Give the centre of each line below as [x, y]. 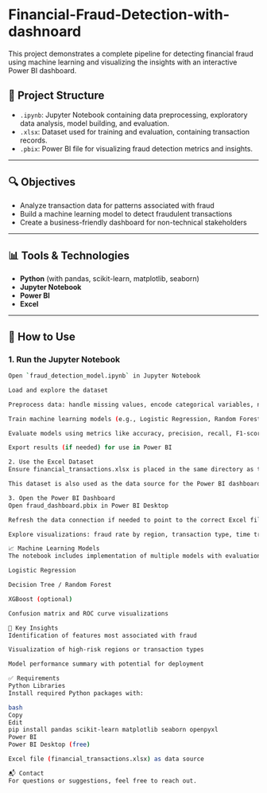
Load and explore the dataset [58, 390]
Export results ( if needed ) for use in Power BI [90, 447]
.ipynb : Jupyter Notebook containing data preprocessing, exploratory [133, 115]
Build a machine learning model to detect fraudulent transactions [126, 213]
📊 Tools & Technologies [69, 255]
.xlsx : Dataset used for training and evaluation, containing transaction [135, 131]
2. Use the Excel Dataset [51, 462]
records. [33, 140]
